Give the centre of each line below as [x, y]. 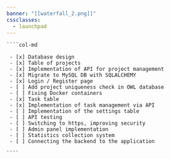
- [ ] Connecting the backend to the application [82, 142]
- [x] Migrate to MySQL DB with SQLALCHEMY [73, 75]
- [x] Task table [34, 99]
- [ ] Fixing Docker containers [56, 94]
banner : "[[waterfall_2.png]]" [51, 13]
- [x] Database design [42, 57]
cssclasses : [23, 20]
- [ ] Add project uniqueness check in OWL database [87, 87]
